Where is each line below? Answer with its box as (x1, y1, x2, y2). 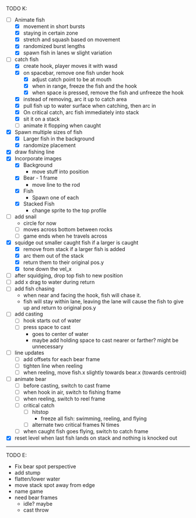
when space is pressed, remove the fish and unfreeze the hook (32, 89, 184, 96)
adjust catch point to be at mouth (32, 76, 112, 83)
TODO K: (6, 5, 27, 12)
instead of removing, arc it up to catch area (23, 95, 127, 102)
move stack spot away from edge (14, 482, 95, 489)
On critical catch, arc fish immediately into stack (23, 108, 139, 116)
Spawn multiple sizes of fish (14, 129, 83, 136)
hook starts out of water (23, 317, 82, 324)
